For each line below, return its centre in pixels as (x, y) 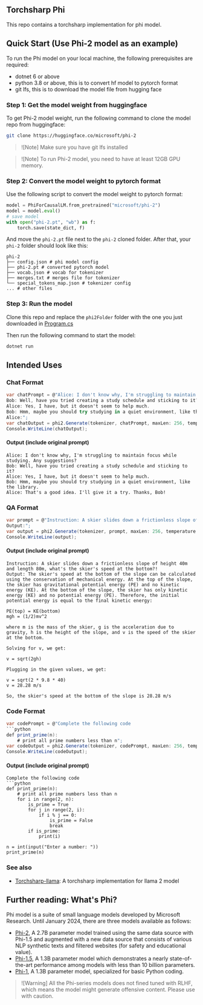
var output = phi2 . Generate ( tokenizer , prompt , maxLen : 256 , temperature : (102, 531)
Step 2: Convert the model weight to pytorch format (84, 181)
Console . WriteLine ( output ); (42, 537)
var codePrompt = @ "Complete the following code (69, 723)
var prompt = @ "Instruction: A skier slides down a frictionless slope (98, 520)
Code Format (26, 711)
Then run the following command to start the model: (71, 335)
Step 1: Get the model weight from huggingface (77, 105)
